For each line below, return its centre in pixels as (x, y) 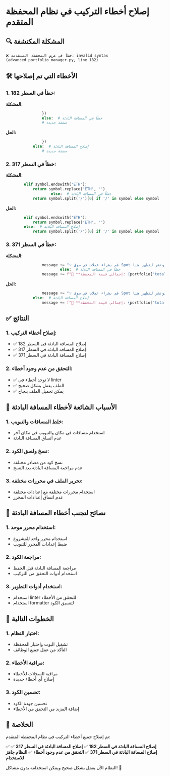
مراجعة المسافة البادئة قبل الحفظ (44, 568)
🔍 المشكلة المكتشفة (35, 41)
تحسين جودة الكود (30, 703)
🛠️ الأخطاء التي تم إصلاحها (41, 76)
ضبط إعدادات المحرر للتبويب (40, 544)
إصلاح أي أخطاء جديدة (34, 679)
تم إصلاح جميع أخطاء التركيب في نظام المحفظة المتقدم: (58, 737)
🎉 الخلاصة (19, 725)
